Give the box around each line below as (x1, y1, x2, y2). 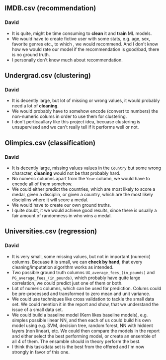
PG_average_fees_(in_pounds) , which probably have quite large (11, 275, 141, 281)
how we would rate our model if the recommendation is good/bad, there (11, 46, 160, 52)
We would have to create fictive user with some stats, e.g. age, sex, (11, 35, 150, 41)
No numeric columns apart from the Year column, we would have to (11, 176, 150, 182)
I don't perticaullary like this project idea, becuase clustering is (11, 119, 141, 125)
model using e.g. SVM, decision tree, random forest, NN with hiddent (11, 322, 154, 329)
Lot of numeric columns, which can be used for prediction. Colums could (11, 285, 162, 291)
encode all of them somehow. (11, 181, 73, 187)
